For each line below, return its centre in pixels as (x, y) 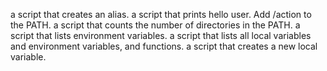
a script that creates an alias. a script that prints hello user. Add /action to (161, 14)
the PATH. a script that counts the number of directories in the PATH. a (155, 25)
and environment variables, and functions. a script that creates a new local (164, 46)
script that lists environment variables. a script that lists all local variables (161, 35)
